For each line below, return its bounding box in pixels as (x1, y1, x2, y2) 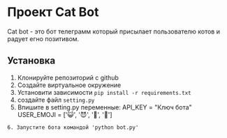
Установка (7, 55, 56, 67)
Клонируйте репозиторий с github (17, 73, 119, 82)
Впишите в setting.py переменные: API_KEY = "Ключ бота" (17, 102, 192, 112)
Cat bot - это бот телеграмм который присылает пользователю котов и (7, 27, 220, 36)
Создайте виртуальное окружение (17, 81, 122, 89)
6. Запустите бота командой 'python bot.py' (7, 123, 139, 131)
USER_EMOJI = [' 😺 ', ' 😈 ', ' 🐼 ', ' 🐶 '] (17, 110, 112, 118)
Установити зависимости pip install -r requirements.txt (17, 88, 191, 96)
